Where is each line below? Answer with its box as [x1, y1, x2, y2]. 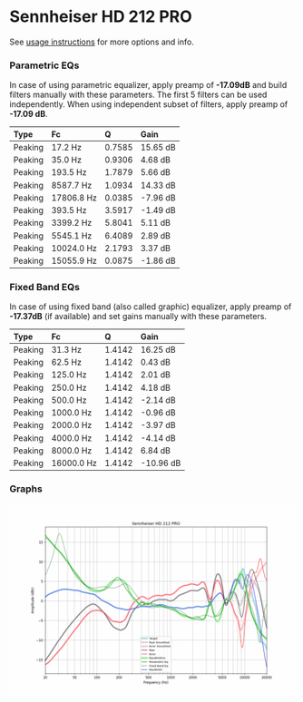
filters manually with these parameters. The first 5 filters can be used [9, 89, 268, 101]
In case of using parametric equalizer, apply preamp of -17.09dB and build [9, 80, 288, 91]
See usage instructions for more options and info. [9, 36, 195, 47]
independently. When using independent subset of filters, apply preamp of [9, 99, 288, 110]
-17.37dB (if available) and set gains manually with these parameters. [9, 311, 268, 322]
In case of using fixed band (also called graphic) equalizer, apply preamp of [9, 301, 292, 312]
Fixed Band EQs [9, 280, 80, 293]
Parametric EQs [9, 59, 80, 72]
